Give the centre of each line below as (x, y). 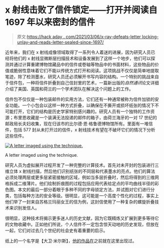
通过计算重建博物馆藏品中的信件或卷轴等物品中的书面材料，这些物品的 (84, 64)
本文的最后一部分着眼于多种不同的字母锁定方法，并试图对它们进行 (84, 189)
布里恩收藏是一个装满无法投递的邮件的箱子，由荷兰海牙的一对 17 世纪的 (85, 117)
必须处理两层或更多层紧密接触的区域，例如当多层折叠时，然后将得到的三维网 (82, 177)
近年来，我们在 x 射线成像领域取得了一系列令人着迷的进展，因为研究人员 (78, 52)
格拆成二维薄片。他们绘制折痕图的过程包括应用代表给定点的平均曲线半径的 (80, 183)
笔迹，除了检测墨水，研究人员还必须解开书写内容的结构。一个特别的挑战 (78, 77)
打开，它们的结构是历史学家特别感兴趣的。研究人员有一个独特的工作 (82, 111)
